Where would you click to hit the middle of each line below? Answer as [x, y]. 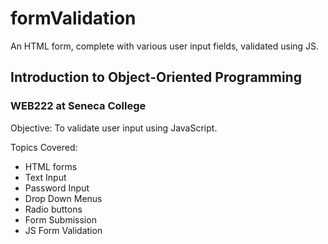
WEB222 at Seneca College [78, 106]
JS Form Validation [63, 230]
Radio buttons [53, 209]
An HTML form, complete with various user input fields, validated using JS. [165, 46]
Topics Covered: [44, 147]
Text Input [45, 177]
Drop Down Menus [63, 198]
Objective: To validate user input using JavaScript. [114, 128]
